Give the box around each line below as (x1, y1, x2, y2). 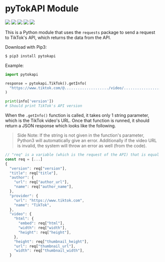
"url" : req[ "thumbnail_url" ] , (14, 244, 76, 249)
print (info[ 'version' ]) (5, 99, 54, 104)
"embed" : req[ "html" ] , (18, 221, 65, 226)
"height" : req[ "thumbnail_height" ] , (14, 239, 89, 244)
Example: (5, 62, 24, 68)
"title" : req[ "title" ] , (9, 171, 58, 175)
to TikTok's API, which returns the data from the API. (5, 34, 111, 40)
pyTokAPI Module (5, 3, 79, 14)
